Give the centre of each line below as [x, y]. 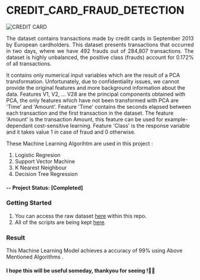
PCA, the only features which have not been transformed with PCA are [93, 100]
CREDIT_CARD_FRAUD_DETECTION [95, 10]
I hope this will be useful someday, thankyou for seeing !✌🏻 [81, 270]
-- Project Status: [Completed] [45, 187]
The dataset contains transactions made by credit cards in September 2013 [100, 38]
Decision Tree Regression [46, 174]
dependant [20, 125]
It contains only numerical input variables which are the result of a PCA [93, 75]
